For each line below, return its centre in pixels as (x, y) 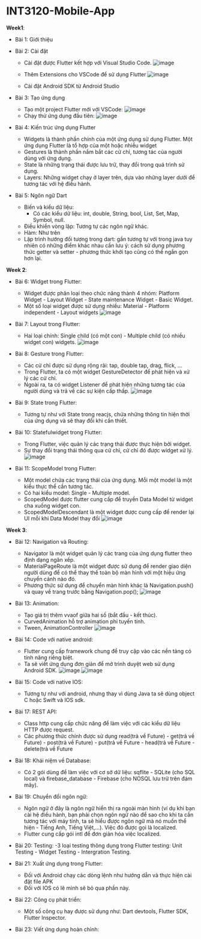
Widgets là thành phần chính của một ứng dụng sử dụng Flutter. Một (108, 139)
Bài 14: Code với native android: (54, 639)
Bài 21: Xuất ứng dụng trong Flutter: (59, 863)
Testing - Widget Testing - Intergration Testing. (73, 852)
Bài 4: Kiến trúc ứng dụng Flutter (55, 127)
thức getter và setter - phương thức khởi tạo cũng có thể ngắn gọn (106, 251)
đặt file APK (38, 881)
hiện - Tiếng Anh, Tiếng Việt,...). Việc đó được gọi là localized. (100, 827)
